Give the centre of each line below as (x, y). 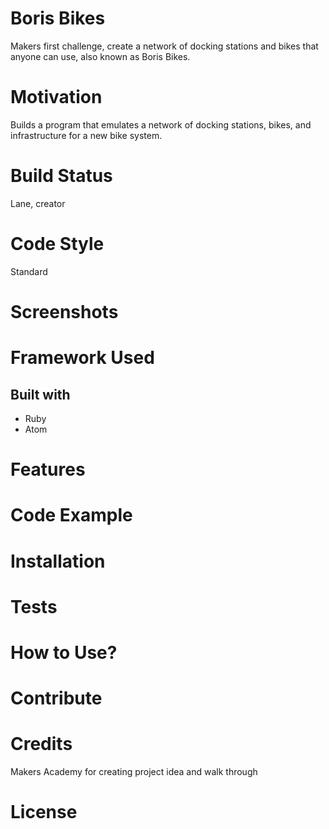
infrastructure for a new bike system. (86, 135)
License (44, 812)
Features (48, 469)
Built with (40, 394)
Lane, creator (38, 203)
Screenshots (64, 311)
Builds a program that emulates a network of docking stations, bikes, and (161, 124)
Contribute (56, 698)
